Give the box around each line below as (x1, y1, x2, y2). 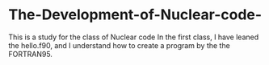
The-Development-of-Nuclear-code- (8, 6, 263, 24)
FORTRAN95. (8, 49, 53, 59)
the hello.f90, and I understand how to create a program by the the (8, 40, 230, 50)
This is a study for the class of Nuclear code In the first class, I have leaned (8, 32, 259, 42)
